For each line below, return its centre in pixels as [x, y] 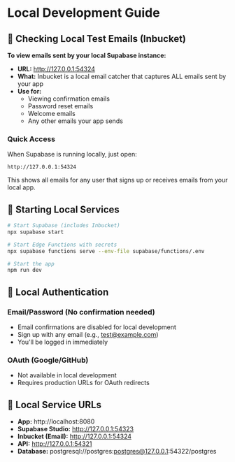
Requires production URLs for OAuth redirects [84, 383]
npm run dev [24, 270]
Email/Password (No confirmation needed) [81, 312]
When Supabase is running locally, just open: [72, 154]
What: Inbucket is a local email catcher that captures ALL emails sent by [122, 76]
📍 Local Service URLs [54, 404]
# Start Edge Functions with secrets [62, 245]
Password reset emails [60, 106]
